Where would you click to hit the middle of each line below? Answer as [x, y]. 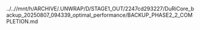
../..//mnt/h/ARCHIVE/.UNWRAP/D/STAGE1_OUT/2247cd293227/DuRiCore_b [100, 9]
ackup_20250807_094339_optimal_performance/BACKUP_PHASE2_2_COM [100, 15]
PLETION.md [22, 21]
